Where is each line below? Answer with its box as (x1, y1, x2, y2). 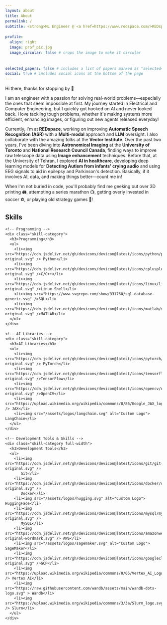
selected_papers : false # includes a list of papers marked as (5, 66, 139, 71)
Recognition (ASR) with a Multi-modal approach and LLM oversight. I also (5, 131, 158, 137)
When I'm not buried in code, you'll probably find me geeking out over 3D (5, 184, 156, 190)
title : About (5, 13, 32, 18)
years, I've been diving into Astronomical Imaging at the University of (5, 142, 150, 148)
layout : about (5, 8, 35, 13)
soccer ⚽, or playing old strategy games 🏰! (5, 197, 93, 203)
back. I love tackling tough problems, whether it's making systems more (5, 111, 153, 117)
